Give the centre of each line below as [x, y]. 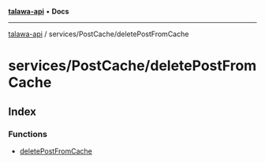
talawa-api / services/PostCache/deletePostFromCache [99, 34]
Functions [28, 134]
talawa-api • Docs [39, 11]
